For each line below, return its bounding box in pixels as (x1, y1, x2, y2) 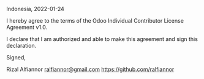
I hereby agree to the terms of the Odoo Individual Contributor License (6, 17, 184, 24)
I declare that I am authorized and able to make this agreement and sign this (6, 36, 198, 42)
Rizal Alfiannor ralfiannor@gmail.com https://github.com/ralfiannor (6, 66, 175, 73)
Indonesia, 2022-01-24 (6, 6, 64, 12)
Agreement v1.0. (6, 24, 48, 31)
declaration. (6, 42, 37, 49)
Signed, (6, 54, 26, 61)
